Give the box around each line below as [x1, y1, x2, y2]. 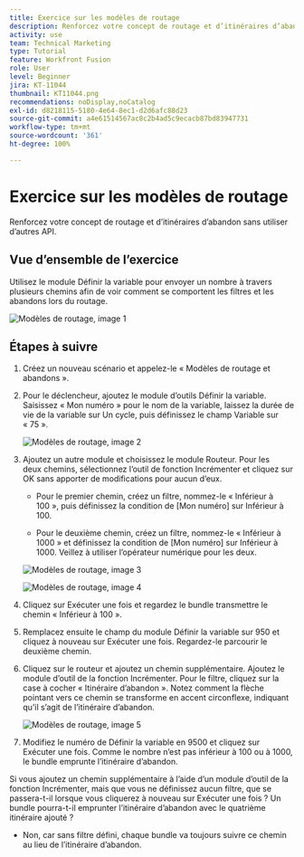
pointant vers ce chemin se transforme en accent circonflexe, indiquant [22, 692, 290, 703]
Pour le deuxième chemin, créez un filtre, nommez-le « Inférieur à [35, 528, 282, 538]
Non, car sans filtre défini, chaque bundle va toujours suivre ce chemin [22, 830, 288, 841]
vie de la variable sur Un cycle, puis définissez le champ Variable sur [22, 409, 279, 421]
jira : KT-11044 [9, 81, 67, 90]
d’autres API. [9, 225, 57, 236]
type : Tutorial [9, 47, 67, 56]
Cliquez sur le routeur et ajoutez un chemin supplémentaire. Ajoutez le [22, 663, 285, 674]
